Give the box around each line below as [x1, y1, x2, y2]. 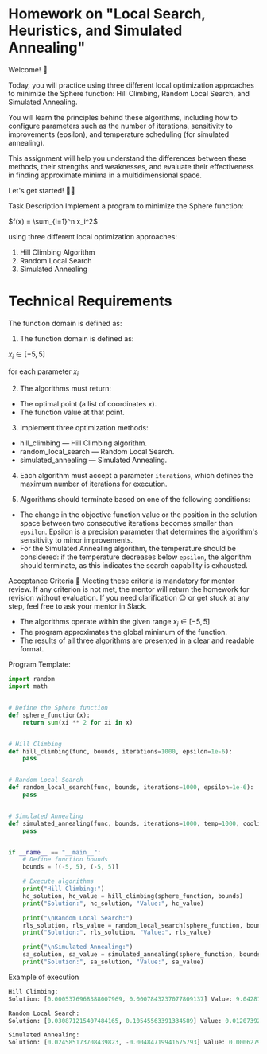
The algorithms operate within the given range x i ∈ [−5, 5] [19, 617, 211, 628]
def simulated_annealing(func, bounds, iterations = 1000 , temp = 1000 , [8, 819, 240, 827]
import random [8, 675, 56, 683]
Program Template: [8, 659, 72, 669]
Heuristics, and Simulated [8, 21, 183, 40]
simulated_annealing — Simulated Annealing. [19, 455, 168, 465]
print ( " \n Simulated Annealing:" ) [22, 943, 133, 951]
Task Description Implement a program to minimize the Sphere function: [8, 200, 244, 211]
